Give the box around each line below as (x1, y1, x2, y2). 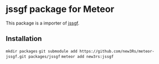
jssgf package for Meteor (6, 3, 114, 15)
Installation (6, 34, 42, 43)
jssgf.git (6, 54, 27, 59)
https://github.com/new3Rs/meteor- (79, 48, 155, 53)
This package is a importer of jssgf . (6, 20, 79, 26)
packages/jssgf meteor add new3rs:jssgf (28, 54, 114, 59)
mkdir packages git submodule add (6, 48, 77, 53)
